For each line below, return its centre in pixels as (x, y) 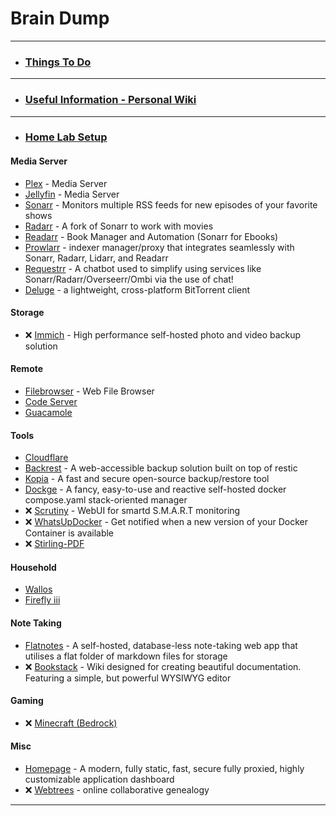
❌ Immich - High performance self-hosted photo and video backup (163, 334)
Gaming (27, 701)
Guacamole (48, 413)
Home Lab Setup (66, 137)
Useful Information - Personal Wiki (110, 100)
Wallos (38, 589)
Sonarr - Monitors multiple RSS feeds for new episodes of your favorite (171, 204)
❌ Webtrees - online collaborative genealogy (117, 790)
